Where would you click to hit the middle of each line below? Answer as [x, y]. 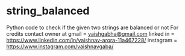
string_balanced [48, 11]
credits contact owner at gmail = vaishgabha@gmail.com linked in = [90, 33]
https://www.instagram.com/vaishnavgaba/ [60, 46]
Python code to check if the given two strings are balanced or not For [92, 27]
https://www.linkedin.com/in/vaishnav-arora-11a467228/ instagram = [92, 40]
